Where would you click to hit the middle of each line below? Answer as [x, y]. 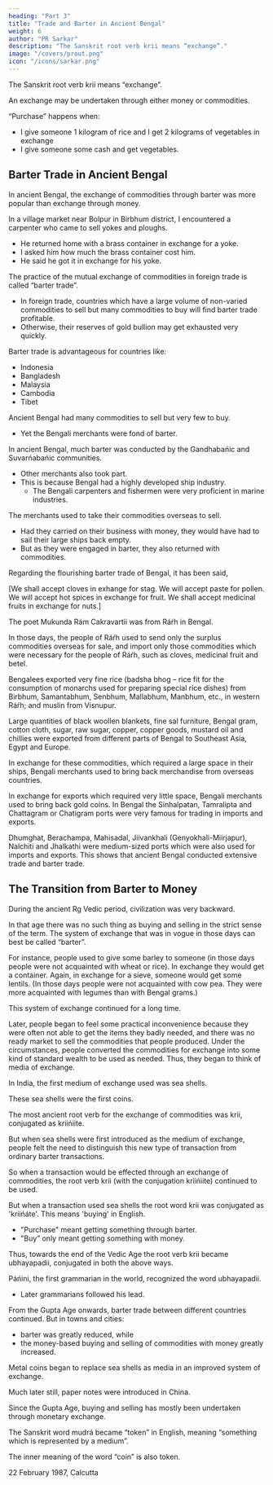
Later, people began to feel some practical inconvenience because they [128, 1024]
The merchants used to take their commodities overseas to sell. [115, 515]
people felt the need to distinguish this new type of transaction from [123, 1147]
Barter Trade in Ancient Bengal [88, 175]
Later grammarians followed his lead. [82, 1294]
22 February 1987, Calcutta [54, 1472]
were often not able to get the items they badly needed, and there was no [132, 1032]
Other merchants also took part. [74, 473]
